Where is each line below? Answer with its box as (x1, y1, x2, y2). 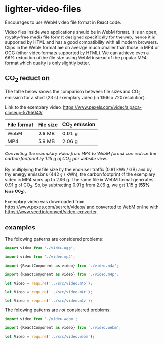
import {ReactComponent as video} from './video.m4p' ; (5, 272, 119, 277)
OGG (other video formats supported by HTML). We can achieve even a (5, 50, 149, 56)
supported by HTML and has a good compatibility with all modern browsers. (5, 39, 159, 45)
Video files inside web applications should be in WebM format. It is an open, (5, 29, 158, 35)
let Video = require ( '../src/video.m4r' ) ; (5, 289, 93, 294)
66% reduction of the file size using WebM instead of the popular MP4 (5, 55, 147, 60)
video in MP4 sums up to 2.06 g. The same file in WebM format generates (5, 176, 154, 182)
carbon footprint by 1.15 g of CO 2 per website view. (5, 155, 107, 163)
